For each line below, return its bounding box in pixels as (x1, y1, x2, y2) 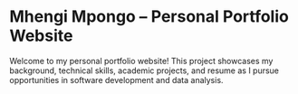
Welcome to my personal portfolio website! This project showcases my (9, 55, 274, 66)
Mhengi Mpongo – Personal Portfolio (9, 6, 290, 27)
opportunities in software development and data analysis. (9, 74, 224, 85)
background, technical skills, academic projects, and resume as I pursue (9, 65, 279, 76)
